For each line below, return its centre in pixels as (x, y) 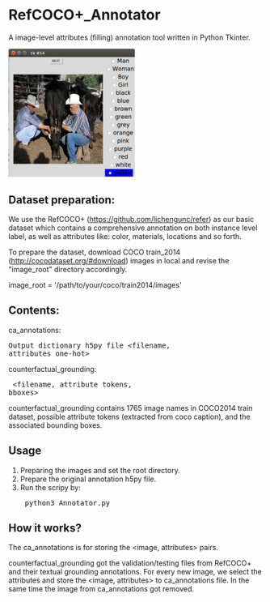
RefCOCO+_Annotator (84, 15)
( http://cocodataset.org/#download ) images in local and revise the (119, 260)
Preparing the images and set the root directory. (100, 470)
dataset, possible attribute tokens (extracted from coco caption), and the (129, 416)
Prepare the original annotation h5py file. (88, 479)
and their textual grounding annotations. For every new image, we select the (135, 572)
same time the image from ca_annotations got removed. (101, 589)
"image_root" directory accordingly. (68, 269)
